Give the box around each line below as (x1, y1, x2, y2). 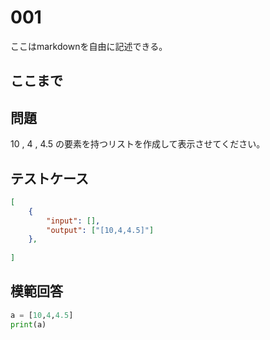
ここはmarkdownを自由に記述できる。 (10, 40, 168, 52)
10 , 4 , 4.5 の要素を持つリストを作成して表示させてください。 (10, 138, 266, 150)
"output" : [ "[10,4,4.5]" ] (46, 225, 155, 235)
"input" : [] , (46, 216, 101, 226)
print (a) (10, 319, 47, 330)
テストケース (10, 170, 89, 187)
